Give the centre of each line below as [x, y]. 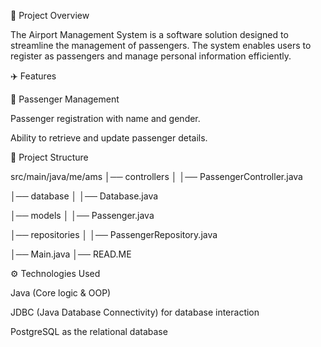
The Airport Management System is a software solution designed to [149, 34]
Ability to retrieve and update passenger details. [109, 138]
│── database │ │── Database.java [84, 196]
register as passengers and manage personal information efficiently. [151, 56]
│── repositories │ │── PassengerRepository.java [114, 234]
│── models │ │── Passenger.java [82, 215]
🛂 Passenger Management [65, 99]
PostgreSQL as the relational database [89, 331]
